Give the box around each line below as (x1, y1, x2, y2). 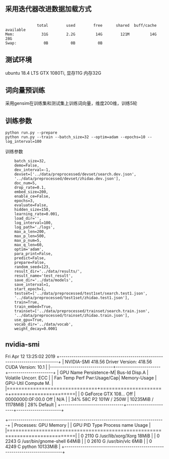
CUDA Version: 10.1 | (5, 364, 47, 370)
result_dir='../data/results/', (14, 269, 82, 274)
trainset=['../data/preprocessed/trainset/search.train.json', (14, 309, 150, 314)
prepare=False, (14, 260, 46, 265)
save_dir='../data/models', (14, 278, 73, 283)
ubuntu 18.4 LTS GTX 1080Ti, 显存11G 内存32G (5, 70, 102, 76)
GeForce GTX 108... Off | (85, 391, 136, 397)
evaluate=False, (14, 203, 49, 208)
